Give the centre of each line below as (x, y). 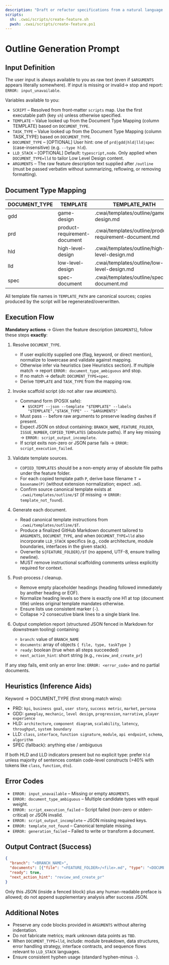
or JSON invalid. (46, 815)
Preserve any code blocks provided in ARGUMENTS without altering (79, 925)
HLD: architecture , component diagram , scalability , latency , (76, 723)
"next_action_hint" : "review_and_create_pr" (57, 877)
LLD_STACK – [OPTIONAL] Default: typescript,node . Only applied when (85, 153)
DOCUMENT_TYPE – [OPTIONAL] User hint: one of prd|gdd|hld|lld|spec (83, 142)
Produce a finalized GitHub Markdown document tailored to (81, 530)
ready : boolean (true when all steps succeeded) (69, 650)
